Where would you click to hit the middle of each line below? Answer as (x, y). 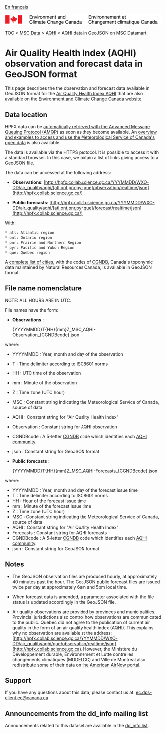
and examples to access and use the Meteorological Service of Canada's (80, 137)
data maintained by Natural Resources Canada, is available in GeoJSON (79, 267)
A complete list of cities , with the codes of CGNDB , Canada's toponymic (79, 262)
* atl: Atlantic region (30, 233)
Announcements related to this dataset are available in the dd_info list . (77, 726)
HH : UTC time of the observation (46, 373)
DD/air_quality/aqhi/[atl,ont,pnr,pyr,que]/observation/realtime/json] (81, 188)
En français (17, 7)
